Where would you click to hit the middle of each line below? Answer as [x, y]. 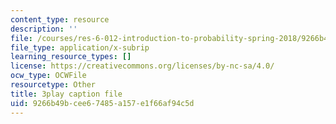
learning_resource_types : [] [71, 57]
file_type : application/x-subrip [80, 47]
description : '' [44, 29]
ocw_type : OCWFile [48, 76]
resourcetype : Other [53, 85]
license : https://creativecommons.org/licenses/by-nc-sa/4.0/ [142, 66]
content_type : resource [60, 19]
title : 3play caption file [66, 94]
